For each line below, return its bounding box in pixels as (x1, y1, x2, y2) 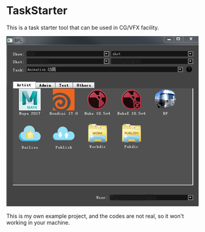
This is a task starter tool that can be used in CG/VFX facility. (6, 24, 160, 31)
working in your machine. (6, 219, 70, 227)
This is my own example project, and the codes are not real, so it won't (6, 212, 184, 220)
